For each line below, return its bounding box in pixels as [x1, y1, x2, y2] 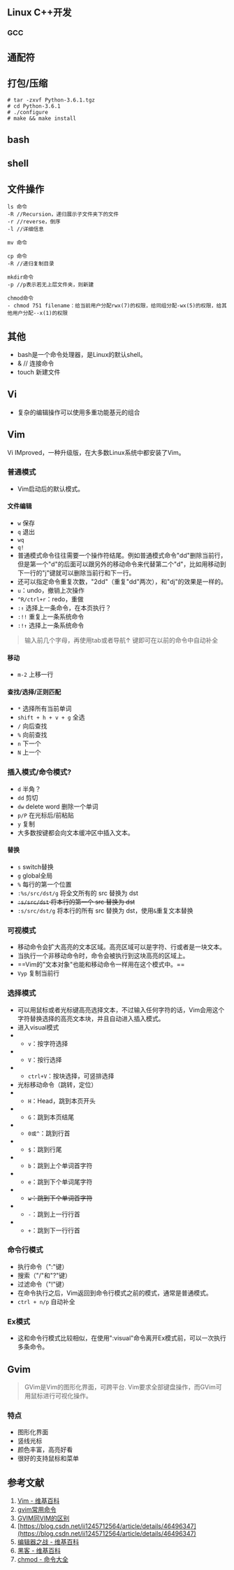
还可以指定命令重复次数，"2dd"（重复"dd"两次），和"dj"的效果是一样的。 [17, 577, 227, 586]
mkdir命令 [7, 274, 34, 281]
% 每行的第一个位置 [17, 880, 72, 888]
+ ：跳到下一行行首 [27, 1226, 80, 1234]
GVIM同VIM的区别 [17, 1514, 70, 1522]
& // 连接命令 [17, 359, 54, 367]
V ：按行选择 [27, 1056, 62, 1064]
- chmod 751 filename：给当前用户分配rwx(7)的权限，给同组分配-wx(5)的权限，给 [7, 302, 222, 309]
